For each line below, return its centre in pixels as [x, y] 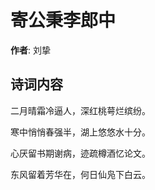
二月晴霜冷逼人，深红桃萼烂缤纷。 [80, 110]
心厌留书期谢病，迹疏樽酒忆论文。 [80, 153]
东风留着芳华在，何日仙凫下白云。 [80, 174]
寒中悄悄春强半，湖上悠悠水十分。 [80, 132]
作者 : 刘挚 [30, 50]
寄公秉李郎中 [63, 20]
